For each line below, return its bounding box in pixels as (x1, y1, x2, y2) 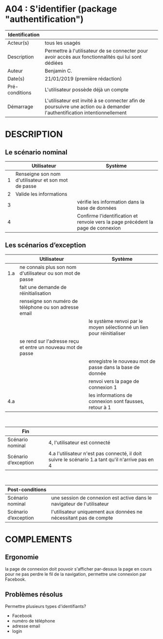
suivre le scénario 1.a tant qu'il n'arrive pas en (48, 456, 154, 463)
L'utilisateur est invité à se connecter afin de (45, 97, 146, 104)
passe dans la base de (88, 364, 140, 370)
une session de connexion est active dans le (51, 494, 152, 501)
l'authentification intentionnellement (45, 109, 127, 116)
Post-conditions (7, 486, 47, 493)
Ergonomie (5, 553, 39, 561)
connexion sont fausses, (88, 398, 145, 404)
